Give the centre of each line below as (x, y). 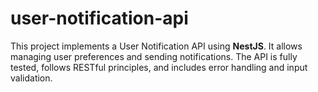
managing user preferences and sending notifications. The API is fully (154, 56)
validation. (31, 78)
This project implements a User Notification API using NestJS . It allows (156, 46)
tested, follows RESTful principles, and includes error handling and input (159, 67)
